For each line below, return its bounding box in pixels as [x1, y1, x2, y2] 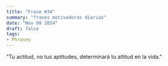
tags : [6, 31, 20, 37]
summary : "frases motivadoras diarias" [6, 14, 107, 20]
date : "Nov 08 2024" [6, 20, 59, 26]
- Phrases [6, 37, 31, 43]
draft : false [6, 25, 39, 32]
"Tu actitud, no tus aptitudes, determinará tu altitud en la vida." [6, 53, 163, 60]
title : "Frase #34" [6, 8, 56, 15]
